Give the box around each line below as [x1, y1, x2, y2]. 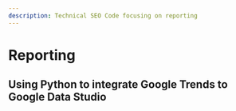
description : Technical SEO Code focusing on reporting [8, 11, 198, 20]
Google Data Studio [8, 90, 107, 104]
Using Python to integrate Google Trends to [8, 77, 229, 92]
